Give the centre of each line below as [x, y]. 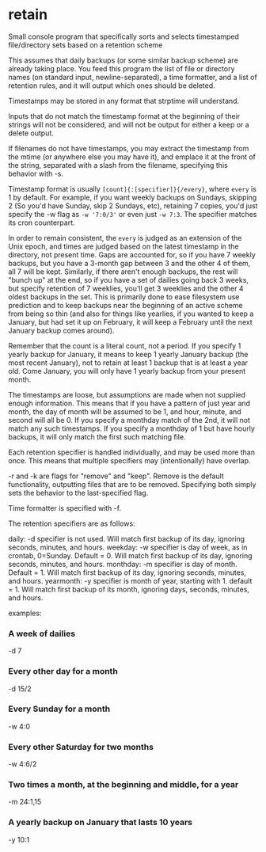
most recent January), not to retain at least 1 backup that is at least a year [128, 363]
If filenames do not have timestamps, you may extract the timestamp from [129, 148]
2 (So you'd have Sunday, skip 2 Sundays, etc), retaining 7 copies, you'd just [133, 205]
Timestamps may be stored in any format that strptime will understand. [124, 101]
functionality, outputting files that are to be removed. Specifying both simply [132, 484]
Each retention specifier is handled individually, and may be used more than [132, 452]
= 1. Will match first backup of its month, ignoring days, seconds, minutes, [129, 589]
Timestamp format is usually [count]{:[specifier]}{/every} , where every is [133, 188]
